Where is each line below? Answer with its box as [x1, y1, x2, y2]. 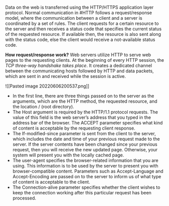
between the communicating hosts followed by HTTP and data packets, [5, 68, 154, 74]
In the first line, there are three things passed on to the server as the [12, 93, 154, 99]
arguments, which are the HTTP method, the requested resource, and [12, 98, 157, 104]
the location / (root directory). [12, 104, 75, 109]
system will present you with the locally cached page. [12, 152, 125, 158]
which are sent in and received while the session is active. [5, 73, 126, 79]
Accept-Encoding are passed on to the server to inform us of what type [12, 174, 161, 179]
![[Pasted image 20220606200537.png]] [5, 83, 90, 89]
